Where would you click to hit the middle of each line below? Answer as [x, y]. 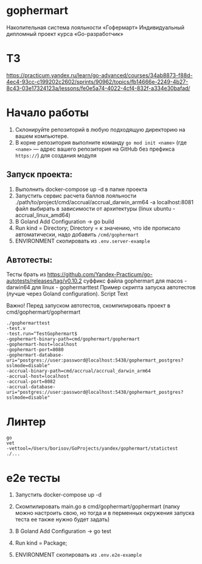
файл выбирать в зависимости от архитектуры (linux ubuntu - [95, 208]
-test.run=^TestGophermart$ [42, 334]
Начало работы [48, 113]
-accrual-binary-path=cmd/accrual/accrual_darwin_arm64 [78, 371]
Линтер [26, 421]
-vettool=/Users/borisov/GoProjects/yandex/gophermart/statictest [92, 449]
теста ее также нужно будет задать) [62, 520]
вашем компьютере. [42, 136]
